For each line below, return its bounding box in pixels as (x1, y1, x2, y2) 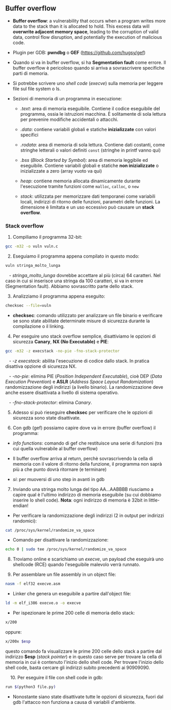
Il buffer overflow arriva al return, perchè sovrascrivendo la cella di (12, 455, 153, 462)
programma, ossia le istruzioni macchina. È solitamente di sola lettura (20, 111, 166, 117)
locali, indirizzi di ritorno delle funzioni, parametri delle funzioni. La (20, 198, 161, 204)
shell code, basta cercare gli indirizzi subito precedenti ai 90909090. (5, 664, 151, 671)
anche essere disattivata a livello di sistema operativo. (5, 389, 119, 395)
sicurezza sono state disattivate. (12, 414, 81, 421)
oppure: (5, 629, 22, 635)
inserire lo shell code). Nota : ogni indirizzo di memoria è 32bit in (12, 497, 148, 503)
